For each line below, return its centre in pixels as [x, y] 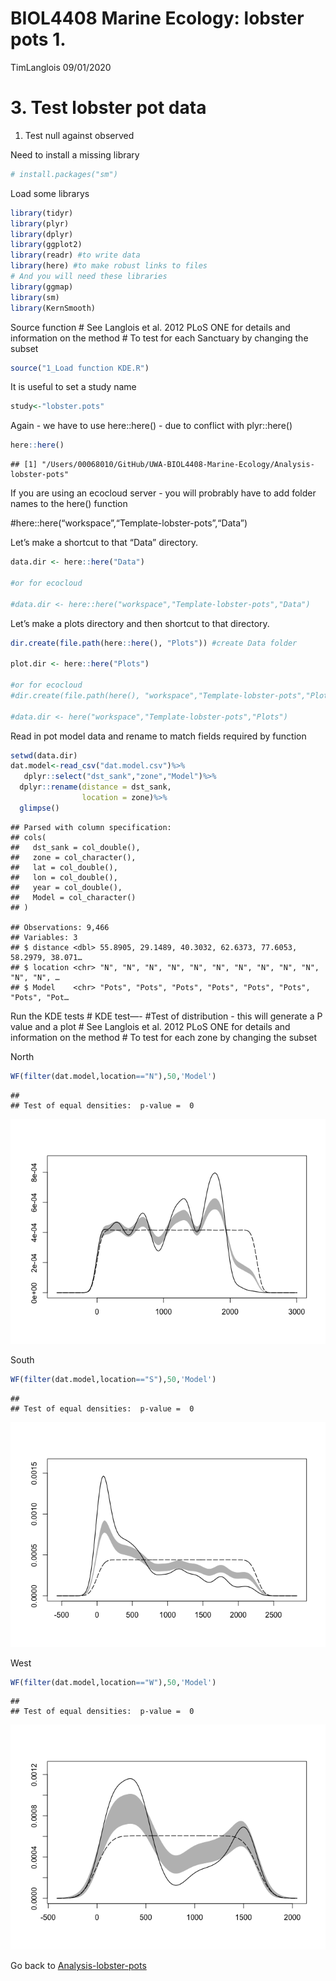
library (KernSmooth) [53, 308]
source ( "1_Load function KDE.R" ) [80, 368]
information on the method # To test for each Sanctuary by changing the [159, 338]
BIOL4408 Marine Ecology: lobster [157, 18]
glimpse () [39, 808]
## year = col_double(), [66, 887]
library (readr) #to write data [75, 255]
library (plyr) [40, 223]
